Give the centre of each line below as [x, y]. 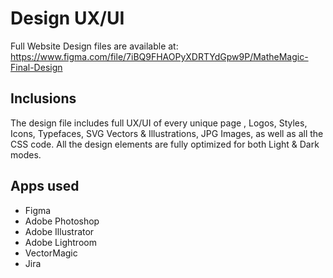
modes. [26, 154]
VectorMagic [51, 253]
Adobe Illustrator [59, 231]
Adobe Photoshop [62, 221]
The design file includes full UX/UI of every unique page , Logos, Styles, [159, 123]
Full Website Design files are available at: [94, 46]
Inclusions [43, 98]
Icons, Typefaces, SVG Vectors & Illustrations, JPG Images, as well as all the [167, 133]
